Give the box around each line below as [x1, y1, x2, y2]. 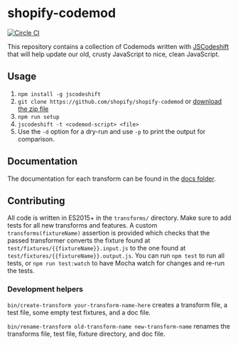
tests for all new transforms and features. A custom [7, 221, 158, 230]
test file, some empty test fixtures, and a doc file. [7, 308, 151, 317]
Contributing [7, 194, 65, 207]
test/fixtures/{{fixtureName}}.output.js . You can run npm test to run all [7, 251, 225, 260]
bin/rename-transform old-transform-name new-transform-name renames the [7, 322, 231, 330]
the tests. [7, 267, 35, 275]
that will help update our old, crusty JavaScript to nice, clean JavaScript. [7, 50, 220, 58]
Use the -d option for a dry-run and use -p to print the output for [17, 127, 206, 136]
